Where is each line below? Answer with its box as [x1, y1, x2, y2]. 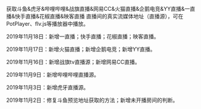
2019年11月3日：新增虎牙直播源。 [6, 84, 89, 91]
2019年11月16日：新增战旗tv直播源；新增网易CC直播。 [6, 59, 140, 65]
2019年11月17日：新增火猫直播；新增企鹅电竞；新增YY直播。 [6, 46, 156, 53]
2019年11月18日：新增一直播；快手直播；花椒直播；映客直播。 [6, 33, 160, 40]
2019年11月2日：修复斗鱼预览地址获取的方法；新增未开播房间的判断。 [6, 96, 178, 104]
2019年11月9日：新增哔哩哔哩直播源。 [6, 71, 100, 78]
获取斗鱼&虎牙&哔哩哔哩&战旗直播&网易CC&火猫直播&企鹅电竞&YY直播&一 [6, 5, 190, 12]
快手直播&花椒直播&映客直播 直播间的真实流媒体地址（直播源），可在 [14, 13, 184, 20]
